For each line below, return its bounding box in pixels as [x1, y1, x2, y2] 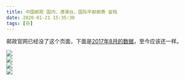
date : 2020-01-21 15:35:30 [6, 15, 75, 21]
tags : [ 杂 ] [6, 20, 34, 26]
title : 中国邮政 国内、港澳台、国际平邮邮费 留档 [6, 9, 118, 15]
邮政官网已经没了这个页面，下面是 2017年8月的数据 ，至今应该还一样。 [6, 38, 182, 45]
